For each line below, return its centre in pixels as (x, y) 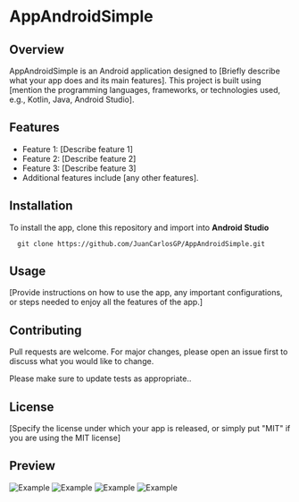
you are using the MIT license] (65, 438)
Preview (33, 466)
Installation (41, 206)
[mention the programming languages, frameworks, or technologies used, (145, 90)
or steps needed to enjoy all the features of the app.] (106, 302)
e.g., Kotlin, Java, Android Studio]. (72, 99)
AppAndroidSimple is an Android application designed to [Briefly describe (145, 71)
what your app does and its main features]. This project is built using (135, 81)
